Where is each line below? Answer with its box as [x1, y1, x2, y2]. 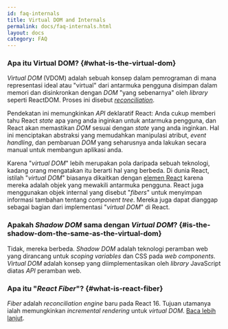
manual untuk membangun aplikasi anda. [7, 146, 124, 154]
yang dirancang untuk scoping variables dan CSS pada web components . [7, 252, 216, 260]
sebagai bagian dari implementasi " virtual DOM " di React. [7, 203, 170, 211]
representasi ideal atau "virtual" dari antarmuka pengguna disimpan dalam [7, 81, 218, 89]
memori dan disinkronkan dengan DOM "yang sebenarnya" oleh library [7, 89, 208, 97]
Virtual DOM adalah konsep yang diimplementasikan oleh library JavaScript [7, 259, 221, 267]
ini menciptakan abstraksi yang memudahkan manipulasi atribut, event [7, 131, 207, 140]
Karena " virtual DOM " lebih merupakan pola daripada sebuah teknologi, [7, 159, 211, 167]
